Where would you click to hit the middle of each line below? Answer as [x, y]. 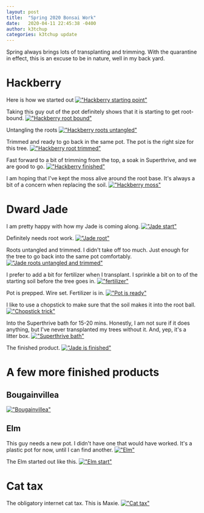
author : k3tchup [27, 29]
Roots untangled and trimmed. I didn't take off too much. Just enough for [98, 250]
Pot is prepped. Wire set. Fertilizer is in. [55, 293]
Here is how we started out [40, 100]
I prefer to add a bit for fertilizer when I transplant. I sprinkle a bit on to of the [102, 274]
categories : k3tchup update [42, 35]
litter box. [18, 336]
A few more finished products [83, 373]
